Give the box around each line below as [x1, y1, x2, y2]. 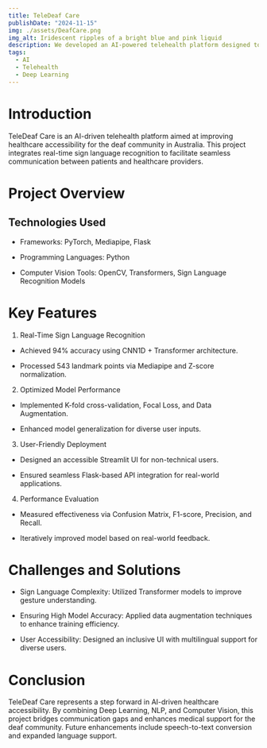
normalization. [19, 369, 68, 379]
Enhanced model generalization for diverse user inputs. [19, 424, 201, 434]
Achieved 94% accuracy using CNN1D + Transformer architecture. [19, 345, 238, 355]
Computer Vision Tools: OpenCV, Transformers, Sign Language [19, 268, 226, 277]
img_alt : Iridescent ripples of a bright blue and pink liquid [8, 33, 222, 42]
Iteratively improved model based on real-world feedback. [19, 533, 211, 542]
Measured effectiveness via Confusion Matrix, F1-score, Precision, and [19, 509, 252, 519]
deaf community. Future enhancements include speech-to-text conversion [8, 723, 253, 732]
